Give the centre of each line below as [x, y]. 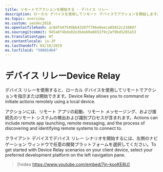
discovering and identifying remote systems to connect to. [64, 128]
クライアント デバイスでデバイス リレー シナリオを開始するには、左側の [77, 138]
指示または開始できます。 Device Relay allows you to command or [83, 96]
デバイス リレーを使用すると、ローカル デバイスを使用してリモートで [74, 90]
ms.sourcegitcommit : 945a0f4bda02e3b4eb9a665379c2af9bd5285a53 [71, 32]
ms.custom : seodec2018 [28, 23]
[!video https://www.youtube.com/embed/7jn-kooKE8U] [73, 164]
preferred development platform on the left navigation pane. [65, 155]
